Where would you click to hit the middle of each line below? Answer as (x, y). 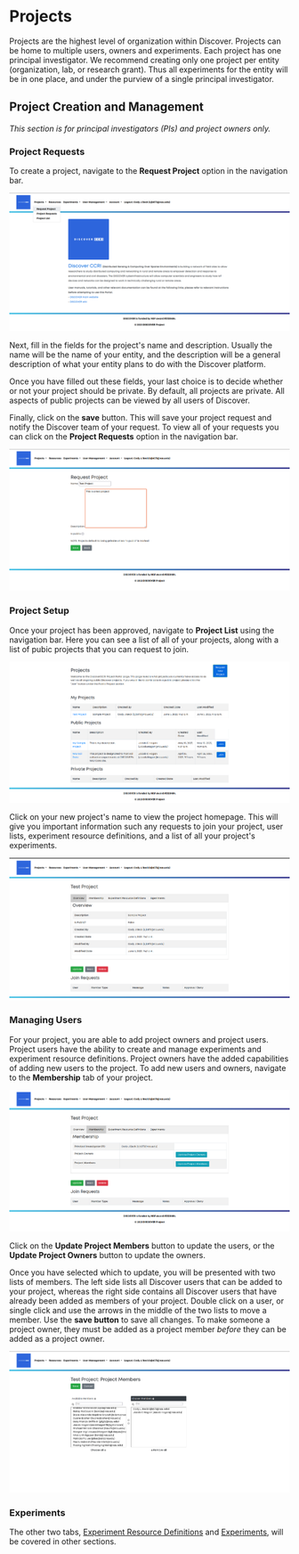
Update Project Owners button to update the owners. (108, 1255)
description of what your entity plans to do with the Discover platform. (137, 364)
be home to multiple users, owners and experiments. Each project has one (145, 50)
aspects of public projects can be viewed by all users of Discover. (130, 401)
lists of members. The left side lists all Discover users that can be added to (146, 1281)
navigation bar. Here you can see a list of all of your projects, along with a (144, 640)
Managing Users (46, 1020)
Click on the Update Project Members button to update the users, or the (142, 1246)
